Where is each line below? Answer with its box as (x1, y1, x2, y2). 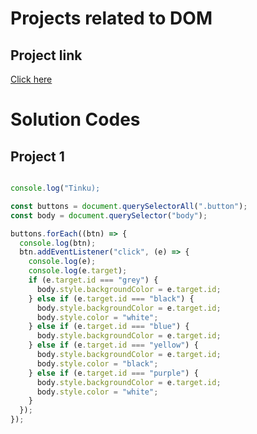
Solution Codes (10, 108, 141, 131)
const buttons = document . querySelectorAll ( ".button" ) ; (10, 201, 248, 211)
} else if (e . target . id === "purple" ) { (28, 368, 199, 378)
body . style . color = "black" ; (36, 358, 159, 369)
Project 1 (10, 148, 65, 165)
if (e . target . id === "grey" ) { (28, 275, 159, 285)
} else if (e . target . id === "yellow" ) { (28, 340, 199, 351)
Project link (10, 47, 83, 64)
